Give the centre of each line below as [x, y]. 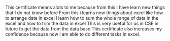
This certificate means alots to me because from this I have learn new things [85, 7]
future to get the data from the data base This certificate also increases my [84, 29]
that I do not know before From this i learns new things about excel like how [84, 13]
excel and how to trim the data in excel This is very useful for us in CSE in [82, 23]
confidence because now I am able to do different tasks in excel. [73, 34]
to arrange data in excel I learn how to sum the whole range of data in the [82, 18]
